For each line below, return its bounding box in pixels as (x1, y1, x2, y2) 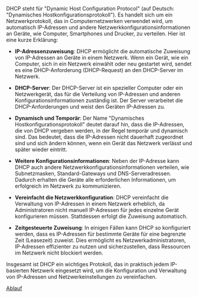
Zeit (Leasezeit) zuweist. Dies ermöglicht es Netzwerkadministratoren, (14, 237, 186, 244)
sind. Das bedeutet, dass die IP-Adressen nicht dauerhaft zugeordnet (14, 133, 184, 141)
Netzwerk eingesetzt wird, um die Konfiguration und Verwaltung (30, 267, 187, 274)
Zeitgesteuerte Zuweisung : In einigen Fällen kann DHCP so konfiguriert (14, 224, 191, 231)
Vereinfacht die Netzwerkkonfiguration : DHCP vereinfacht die (14, 194, 169, 201)
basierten (6, 267, 30, 274)
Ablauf (6, 285, 22, 292)
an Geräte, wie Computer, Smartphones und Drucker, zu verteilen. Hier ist (6, 30, 186, 37)
